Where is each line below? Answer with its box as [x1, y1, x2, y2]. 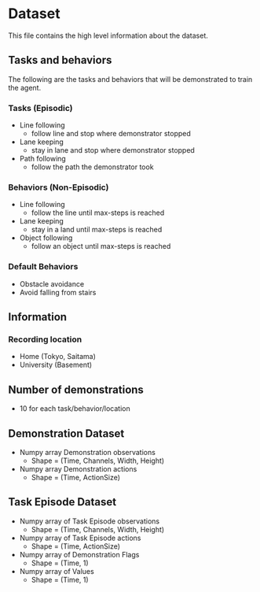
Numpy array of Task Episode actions [19, 533, 141, 542]
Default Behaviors [8, 261, 79, 272]
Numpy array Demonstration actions [19, 464, 137, 473]
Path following [19, 154, 67, 164]
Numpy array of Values [19, 566, 94, 575]
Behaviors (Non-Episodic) [8, 182, 109, 193]
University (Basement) [19, 360, 93, 370]
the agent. [8, 83, 42, 92]
